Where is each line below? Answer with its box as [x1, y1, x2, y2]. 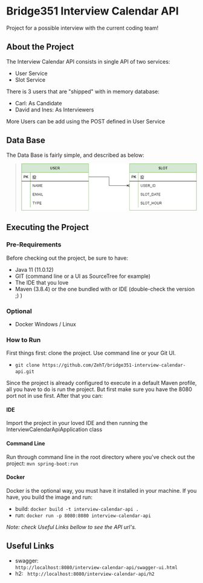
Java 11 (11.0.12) [14, 266, 54, 273]
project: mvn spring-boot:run [6, 459, 79, 467]
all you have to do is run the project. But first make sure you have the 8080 [6, 386, 192, 393]
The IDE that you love [14, 278, 69, 286]
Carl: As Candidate [14, 99, 62, 107]
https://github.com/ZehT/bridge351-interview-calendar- [42, 362, 186, 369]
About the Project [6, 42, 74, 52]
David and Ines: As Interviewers [14, 106, 94, 113]
